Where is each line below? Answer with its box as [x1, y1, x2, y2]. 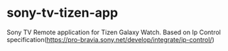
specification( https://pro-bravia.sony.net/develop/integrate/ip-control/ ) [6, 35, 215, 43]
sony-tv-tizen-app [6, 5, 119, 21]
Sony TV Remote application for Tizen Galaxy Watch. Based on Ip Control [6, 28, 222, 36]
